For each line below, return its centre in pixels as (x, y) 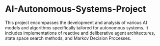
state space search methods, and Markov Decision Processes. (68, 38)
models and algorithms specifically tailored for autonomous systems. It (77, 27)
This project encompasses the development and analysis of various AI (76, 23)
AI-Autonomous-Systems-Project (76, 9)
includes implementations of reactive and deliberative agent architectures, (80, 33)
